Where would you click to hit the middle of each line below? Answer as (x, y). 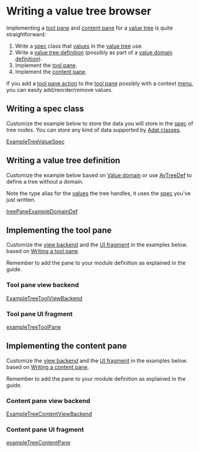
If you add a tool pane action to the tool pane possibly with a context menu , (100, 83)
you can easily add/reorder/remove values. (60, 89)
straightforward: (26, 34)
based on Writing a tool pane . (43, 251)
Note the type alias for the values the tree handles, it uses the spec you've (99, 193)
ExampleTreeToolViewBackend (44, 298)
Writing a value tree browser (79, 11)
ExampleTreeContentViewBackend (49, 414)
